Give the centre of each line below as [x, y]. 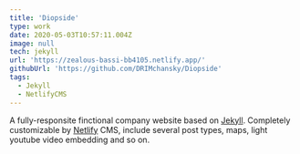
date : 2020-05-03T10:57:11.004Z [71, 35]
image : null [32, 43]
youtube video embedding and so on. [80, 139]
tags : [20, 77]
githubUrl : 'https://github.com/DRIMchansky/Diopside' [116, 69]
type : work [30, 26]
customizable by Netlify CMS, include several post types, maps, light [139, 129]
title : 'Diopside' [44, 18]
